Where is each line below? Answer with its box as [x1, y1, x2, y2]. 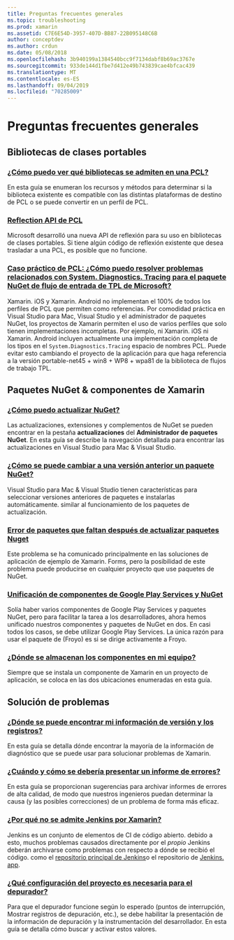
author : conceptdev [7, 36, 64, 43]
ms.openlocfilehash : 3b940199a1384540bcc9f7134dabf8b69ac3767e [7, 56, 196, 63]
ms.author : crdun [7, 43, 58, 50]
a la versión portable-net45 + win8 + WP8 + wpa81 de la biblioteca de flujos [7, 356, 226, 364]
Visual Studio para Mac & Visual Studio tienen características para [7, 485, 198, 494]
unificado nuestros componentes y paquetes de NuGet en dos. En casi [7, 620, 211, 629]
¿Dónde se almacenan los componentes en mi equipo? [7, 653, 196, 662]
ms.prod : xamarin [7, 23, 58, 30]
